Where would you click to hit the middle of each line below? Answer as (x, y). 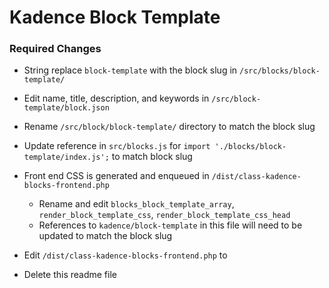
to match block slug (152, 157)
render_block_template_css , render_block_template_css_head (164, 215)
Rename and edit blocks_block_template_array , (136, 204)
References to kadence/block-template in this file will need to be (170, 225)
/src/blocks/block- (280, 71)
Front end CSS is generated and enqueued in (116, 176)
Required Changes (55, 49)
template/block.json (66, 108)
